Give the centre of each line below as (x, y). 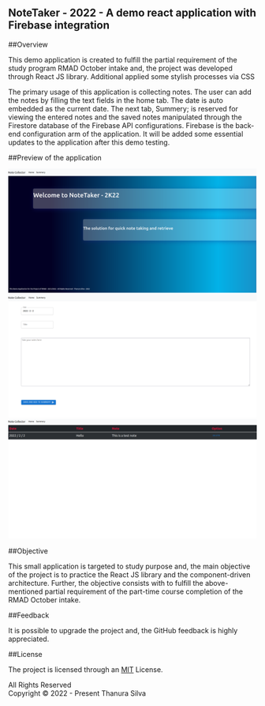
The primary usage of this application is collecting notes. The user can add (130, 92)
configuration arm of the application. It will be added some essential (133, 134)
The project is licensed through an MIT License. (86, 670)
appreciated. (29, 639)
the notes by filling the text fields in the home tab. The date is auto (116, 100)
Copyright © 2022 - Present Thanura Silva (77, 693)
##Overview (28, 44)
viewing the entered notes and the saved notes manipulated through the (125, 117)
